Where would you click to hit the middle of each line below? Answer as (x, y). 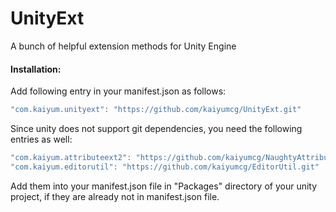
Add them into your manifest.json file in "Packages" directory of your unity (164, 186)
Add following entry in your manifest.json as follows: (118, 91)
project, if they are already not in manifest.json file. (115, 196)
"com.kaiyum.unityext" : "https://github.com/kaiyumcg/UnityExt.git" (156, 110)
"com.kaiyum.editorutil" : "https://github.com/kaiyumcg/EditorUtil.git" (165, 167)
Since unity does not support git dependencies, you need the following (156, 129)
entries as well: (41, 139)
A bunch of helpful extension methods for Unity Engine (123, 46)
